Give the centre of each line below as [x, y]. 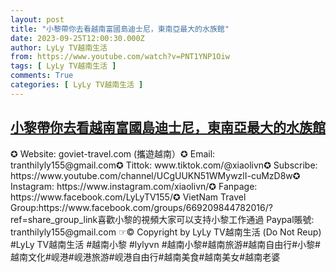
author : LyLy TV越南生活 [59, 47]
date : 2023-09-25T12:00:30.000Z [77, 38]
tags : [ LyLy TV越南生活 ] [63, 66]
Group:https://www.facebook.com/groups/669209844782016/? [141, 207]
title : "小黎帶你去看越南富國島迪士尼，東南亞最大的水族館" [120, 29]
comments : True [42, 76]
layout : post [37, 19]
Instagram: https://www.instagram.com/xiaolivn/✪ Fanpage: [134, 186]
